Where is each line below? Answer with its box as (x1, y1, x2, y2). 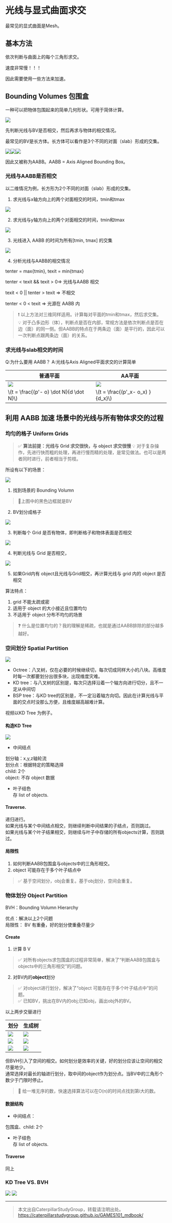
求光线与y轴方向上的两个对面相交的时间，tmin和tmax (12, 217, 125, 223)
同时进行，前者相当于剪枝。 (22, 455, 81, 462)
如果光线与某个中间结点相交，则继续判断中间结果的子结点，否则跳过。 (5, 822, 154, 829)
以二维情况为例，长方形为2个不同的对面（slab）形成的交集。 (5, 185, 134, 191)
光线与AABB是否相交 (5, 172, 57, 180)
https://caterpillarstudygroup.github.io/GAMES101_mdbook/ (17, 1212, 144, 1218)
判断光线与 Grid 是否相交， (12, 550, 70, 556)
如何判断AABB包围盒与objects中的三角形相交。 (12, 860, 113, 866)
